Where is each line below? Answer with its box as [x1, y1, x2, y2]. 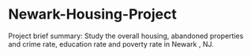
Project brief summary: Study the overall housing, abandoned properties [8, 31, 244, 40]
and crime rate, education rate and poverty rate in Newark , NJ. [8, 39, 215, 48]
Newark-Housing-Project [8, 5, 178, 23]
